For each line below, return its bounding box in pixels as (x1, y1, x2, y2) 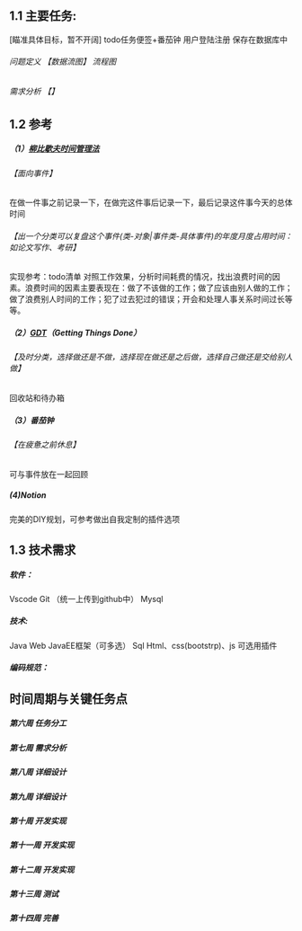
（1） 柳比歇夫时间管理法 (9, 143, 101, 155)
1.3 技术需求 (9, 542, 76, 557)
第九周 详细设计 (9, 791, 67, 802)
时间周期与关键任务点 (9, 691, 128, 706)
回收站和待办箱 (9, 392, 65, 403)
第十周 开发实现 (9, 815, 67, 826)
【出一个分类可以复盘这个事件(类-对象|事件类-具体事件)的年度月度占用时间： (9, 230, 293, 241)
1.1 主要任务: (9, 8, 77, 24)
